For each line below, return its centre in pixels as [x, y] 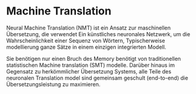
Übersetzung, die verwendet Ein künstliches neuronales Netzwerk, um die [98, 34]
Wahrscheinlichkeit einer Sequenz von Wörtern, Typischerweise [86, 40]
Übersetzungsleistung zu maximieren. [53, 84]
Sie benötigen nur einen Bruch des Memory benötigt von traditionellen [93, 58]
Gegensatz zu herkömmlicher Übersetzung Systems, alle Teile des [89, 71]
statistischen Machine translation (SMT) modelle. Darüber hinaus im [90, 65]
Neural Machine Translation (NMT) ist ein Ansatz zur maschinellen [88, 28]
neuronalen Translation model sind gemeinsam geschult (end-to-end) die [97, 78]
